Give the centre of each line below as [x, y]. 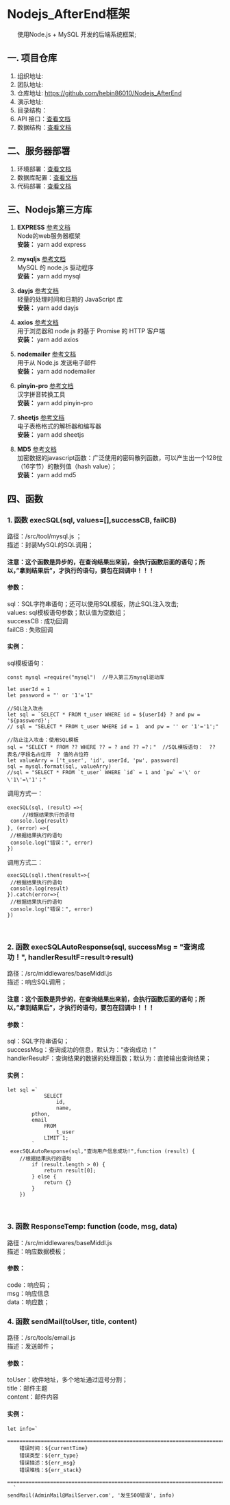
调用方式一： [25, 793]
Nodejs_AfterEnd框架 [68, 14]
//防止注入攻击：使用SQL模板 [43, 740]
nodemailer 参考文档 [47, 354]
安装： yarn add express [52, 245]
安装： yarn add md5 [47, 475]
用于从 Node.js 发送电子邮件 [57, 363]
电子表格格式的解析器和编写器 [59, 426]
